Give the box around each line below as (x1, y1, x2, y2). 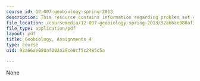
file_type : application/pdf (6, 25, 76, 32)
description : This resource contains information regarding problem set (6, 14, 190, 20)
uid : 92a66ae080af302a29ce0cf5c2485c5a (6, 48, 105, 54)
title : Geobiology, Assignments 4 (6, 36, 92, 42)
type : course (6, 42, 39, 48)
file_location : (6, 20, 44, 26)
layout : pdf (6, 31, 36, 37)
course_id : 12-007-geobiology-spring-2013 (6, 8, 113, 15)
